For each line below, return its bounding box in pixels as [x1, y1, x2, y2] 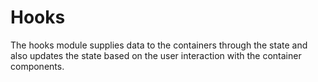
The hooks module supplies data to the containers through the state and [10, 39, 308, 51]
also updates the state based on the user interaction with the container [10, 49, 302, 61]
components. [10, 60, 65, 72]
